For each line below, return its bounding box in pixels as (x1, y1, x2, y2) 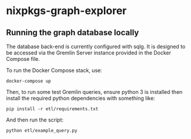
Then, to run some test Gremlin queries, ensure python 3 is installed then (6, 89, 183, 95)
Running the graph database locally (6, 28, 139, 38)
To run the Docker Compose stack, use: (6, 67, 102, 74)
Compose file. (6, 56, 40, 62)
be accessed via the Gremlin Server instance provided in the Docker (6, 49, 172, 56)
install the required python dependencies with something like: (6, 95, 156, 101)
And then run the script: (6, 116, 63, 123)
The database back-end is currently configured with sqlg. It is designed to (6, 43, 186, 50)
